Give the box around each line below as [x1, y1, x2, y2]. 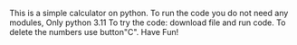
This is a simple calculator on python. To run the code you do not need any [9, 8, 289, 18]
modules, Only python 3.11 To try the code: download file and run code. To [9, 17, 286, 28]
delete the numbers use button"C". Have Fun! [9, 27, 179, 37]
